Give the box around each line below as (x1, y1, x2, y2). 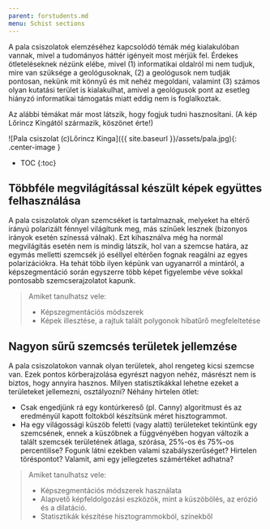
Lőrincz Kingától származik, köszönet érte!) (8, 118, 154, 127)
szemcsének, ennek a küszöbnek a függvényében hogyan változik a (19, 428, 249, 438)
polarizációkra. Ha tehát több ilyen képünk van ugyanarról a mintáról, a (8, 259, 245, 269)
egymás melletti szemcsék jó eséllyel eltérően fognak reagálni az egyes (8, 250, 248, 260)
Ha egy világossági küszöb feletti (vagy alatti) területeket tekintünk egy (19, 419, 258, 430)
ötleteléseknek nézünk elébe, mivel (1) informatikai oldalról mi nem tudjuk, (8, 58, 255, 69)
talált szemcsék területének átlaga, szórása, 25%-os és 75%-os (19, 437, 234, 447)
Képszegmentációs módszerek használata (40, 486, 182, 496)
